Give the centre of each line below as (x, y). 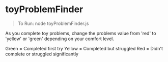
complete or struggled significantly (42, 54)
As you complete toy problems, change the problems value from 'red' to (81, 33)
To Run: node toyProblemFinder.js (53, 23)
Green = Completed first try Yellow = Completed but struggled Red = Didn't (84, 48)
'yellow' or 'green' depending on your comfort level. (60, 39)
